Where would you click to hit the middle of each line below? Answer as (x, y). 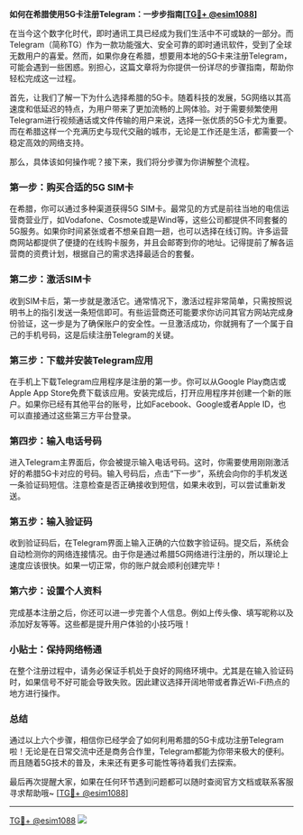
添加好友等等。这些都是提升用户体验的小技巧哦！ (100, 624)
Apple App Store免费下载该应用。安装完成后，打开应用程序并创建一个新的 (147, 392)
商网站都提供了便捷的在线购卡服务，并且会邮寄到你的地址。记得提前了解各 (147, 243)
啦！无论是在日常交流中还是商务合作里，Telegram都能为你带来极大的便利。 (149, 751)
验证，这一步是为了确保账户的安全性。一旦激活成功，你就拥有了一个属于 (151, 323)
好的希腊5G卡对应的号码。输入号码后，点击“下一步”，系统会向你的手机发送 (149, 473)
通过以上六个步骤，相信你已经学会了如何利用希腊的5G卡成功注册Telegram (147, 740)
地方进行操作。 (37, 693)
